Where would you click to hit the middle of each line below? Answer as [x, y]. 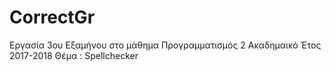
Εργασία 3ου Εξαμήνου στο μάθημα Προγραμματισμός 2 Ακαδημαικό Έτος [165, 45]
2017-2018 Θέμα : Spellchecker [74, 55]
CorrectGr [52, 17]
